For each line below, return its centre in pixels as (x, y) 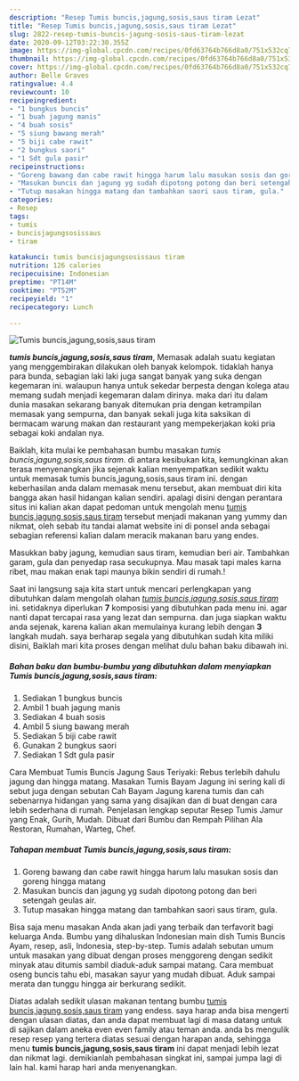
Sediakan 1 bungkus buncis (72, 698)
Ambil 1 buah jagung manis (71, 708)
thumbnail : (29, 59)
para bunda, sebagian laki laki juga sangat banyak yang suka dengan (136, 376)
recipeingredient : (43, 100)
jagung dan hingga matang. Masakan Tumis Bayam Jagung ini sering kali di (147, 782)
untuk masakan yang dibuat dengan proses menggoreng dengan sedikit (141, 955)
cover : (21, 68)
